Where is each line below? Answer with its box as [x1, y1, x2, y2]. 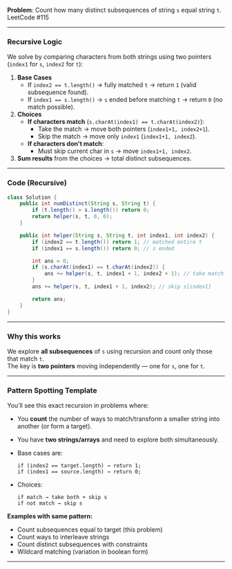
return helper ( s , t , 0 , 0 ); [32, 213, 113, 220]
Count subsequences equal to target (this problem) [17, 525, 164, 534]
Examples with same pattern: [7, 512, 93, 521]
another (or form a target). [17, 422, 92, 431]
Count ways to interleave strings [17, 533, 110, 541]
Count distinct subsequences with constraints [17, 540, 148, 549]
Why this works [7, 332, 61, 341]
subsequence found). [27, 88, 89, 96]
